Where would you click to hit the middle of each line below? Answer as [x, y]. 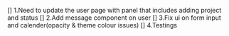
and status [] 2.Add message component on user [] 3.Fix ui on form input [114, 18]
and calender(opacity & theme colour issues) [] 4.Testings [92, 25]
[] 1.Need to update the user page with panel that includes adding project [114, 10]
